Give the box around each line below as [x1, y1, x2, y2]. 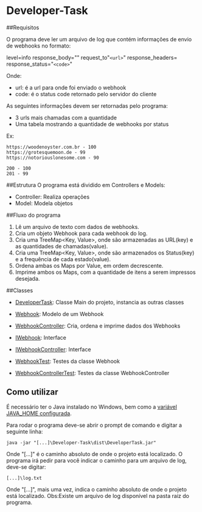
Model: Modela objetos [15, 199, 73, 207]
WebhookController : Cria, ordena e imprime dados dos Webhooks [15, 322, 181, 329]
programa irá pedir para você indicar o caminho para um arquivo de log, [6, 457, 187, 464]
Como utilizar [6, 387, 59, 398]
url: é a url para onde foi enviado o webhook [15, 83, 127, 91]
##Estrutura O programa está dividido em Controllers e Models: [6, 181, 165, 189]
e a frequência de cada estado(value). [15, 255, 111, 262]
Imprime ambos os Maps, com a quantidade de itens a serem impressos [15, 268, 196, 276]
